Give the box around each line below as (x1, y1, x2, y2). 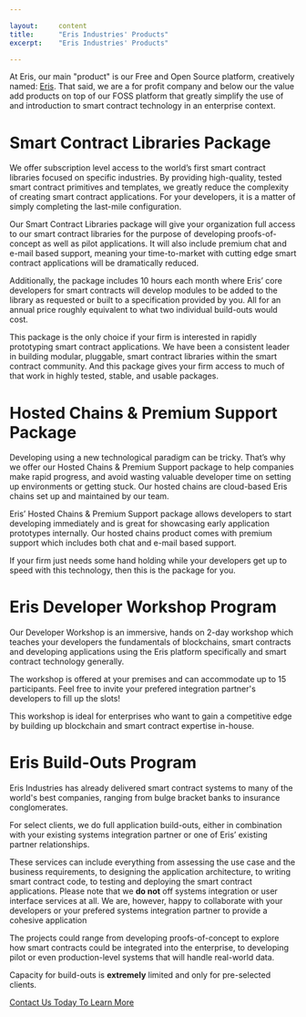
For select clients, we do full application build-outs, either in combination (9, 820, 282, 831)
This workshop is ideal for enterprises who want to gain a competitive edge (9, 711, 293, 721)
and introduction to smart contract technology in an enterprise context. (9, 100, 276, 111)
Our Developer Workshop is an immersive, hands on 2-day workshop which (9, 627, 294, 638)
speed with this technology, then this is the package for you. (9, 565, 237, 576)
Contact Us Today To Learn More (9, 997, 135, 1008)
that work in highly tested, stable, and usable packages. (9, 370, 219, 381)
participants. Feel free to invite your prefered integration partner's (9, 683, 257, 694)
